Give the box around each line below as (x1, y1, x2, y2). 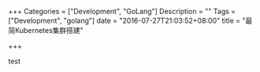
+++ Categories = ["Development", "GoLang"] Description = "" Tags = (8, 7, 236, 16)
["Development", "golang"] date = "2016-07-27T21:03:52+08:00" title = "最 (8, 16, 253, 25)
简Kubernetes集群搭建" (8, 26, 84, 34)
